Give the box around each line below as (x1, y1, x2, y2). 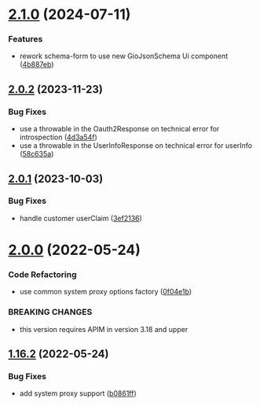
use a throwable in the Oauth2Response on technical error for (19, 124, 220, 134)
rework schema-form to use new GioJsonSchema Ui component (19, 51, 229, 61)
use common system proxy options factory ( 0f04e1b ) (19, 287, 192, 297)
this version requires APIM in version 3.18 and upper (19, 324, 189, 334)
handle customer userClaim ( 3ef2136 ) (19, 213, 143, 223)
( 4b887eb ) (19, 60, 54, 69)
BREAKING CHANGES (8, 307, 93, 318)
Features (8, 34, 43, 45)
